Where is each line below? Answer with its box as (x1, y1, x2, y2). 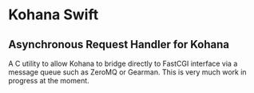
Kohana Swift (8, 6, 99, 24)
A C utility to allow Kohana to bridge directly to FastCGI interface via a (8, 59, 238, 68)
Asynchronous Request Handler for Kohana (8, 38, 230, 51)
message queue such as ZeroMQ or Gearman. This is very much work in (8, 67, 247, 77)
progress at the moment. (8, 76, 89, 85)
